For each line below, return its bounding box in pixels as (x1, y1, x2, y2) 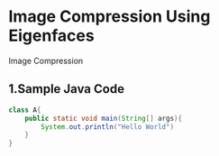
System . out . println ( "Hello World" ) (41, 122, 175, 132)
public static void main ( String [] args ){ (24, 114, 182, 123)
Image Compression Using (8, 6, 211, 27)
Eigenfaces (8, 25, 96, 46)
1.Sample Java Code (8, 81, 125, 96)
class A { (8, 106, 41, 115)
